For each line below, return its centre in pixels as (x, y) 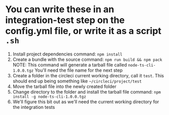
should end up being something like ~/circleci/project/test (77, 81)
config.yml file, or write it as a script (83, 31)
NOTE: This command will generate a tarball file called (70, 65)
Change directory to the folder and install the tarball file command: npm (87, 92)
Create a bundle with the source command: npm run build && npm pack (87, 59)
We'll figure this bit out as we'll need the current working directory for (86, 102)
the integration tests (34, 107)
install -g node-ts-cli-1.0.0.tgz (49, 97)
